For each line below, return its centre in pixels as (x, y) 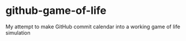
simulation (18, 32)
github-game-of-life (56, 11)
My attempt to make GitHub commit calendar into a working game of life (93, 27)
